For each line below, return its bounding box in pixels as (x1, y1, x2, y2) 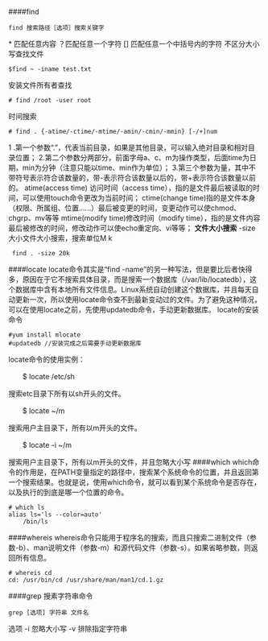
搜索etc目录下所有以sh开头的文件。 (8, 389, 126, 398)
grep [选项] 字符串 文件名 (8, 609, 89, 617)
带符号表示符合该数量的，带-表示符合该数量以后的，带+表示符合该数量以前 (8, 173, 256, 182)
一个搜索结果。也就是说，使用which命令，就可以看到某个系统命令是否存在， (8, 478, 262, 486)
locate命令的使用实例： (8, 354, 86, 364)
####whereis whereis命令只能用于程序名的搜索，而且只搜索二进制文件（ (8, 533, 250, 542)
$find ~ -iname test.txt (8, 65, 92, 73)
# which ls (8, 503, 45, 511)
